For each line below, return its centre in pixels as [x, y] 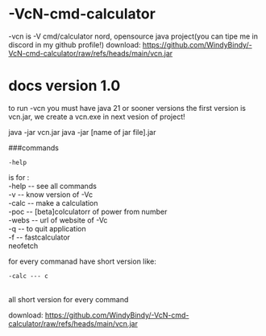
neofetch [23, 245]
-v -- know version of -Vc [51, 195]
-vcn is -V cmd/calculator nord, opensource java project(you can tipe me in [133, 36]
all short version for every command [69, 299]
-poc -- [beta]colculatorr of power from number [88, 211]
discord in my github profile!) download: [75, 44]
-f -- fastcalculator [39, 237]
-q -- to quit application [47, 228]
